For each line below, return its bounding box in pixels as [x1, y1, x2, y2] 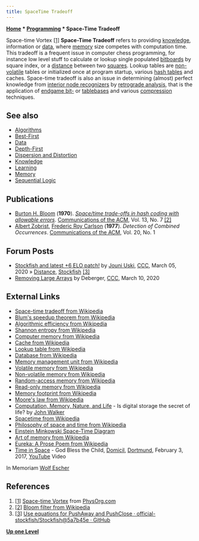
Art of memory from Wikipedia [14, 433, 89, 441]
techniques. [6, 93, 35, 100]
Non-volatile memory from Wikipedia [14, 370, 106, 378]
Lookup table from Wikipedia [14, 345, 86, 353]
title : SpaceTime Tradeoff [6, 8, 73, 15]
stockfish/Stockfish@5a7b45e [14, 516, 89, 523]
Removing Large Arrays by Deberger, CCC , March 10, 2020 [14, 275, 160, 282]
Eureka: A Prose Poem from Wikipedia [14, 440, 108, 447]
